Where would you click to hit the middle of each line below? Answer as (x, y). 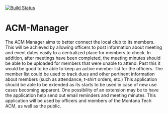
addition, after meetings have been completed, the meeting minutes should (83, 58)
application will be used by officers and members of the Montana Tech (78, 100)
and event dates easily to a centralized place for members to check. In (78, 52)
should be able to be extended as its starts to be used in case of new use (81, 84)
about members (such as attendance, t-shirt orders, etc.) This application (81, 79)
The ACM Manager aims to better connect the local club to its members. (80, 42)
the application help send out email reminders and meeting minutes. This (80, 95)
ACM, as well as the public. (33, 106)
